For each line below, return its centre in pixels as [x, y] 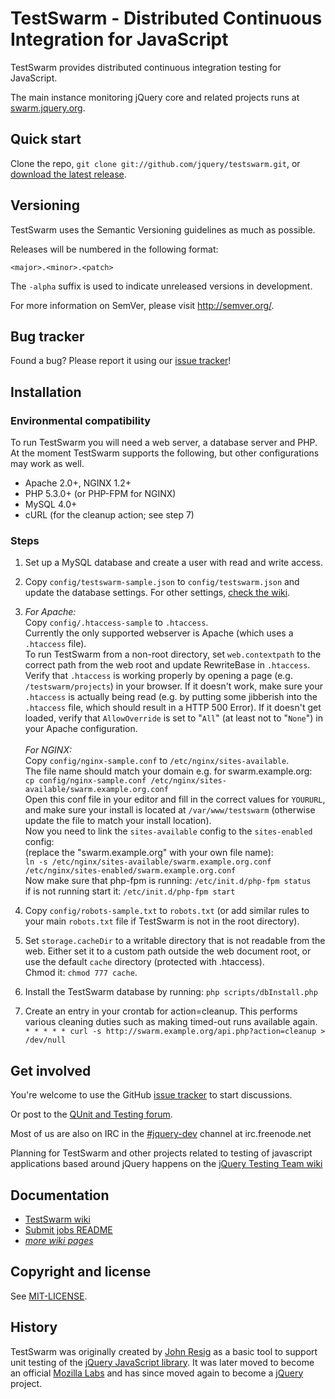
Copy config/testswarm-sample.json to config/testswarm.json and [162, 582]
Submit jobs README [68, 1229]
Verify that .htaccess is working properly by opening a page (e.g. [158, 676]
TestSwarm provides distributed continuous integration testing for [146, 67]
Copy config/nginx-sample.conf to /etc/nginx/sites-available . [157, 761]
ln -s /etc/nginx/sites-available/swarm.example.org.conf [148, 862]
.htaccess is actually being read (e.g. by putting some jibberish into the [171, 697]
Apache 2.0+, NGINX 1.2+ [78, 483]
